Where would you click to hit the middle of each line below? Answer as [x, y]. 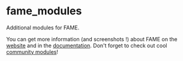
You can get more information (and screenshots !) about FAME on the [92, 39]
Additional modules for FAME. [43, 28]
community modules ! [32, 51]
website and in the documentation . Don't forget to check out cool [87, 45]
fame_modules [44, 11]
